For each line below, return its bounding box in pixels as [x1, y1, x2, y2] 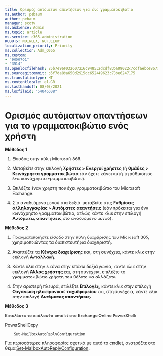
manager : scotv [5, 20, 36, 26]
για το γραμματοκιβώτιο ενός [5, 120, 129, 131]
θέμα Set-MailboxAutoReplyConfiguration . [5, 345, 90, 351]
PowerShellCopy [5, 322, 38, 328]
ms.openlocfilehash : [5, 66, 47, 71]
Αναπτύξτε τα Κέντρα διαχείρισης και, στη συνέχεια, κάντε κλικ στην [12, 249, 155, 255]
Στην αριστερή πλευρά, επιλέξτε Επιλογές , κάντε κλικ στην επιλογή [12, 283, 151, 289]
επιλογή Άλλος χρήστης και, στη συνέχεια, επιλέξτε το [12, 269, 126, 275]
